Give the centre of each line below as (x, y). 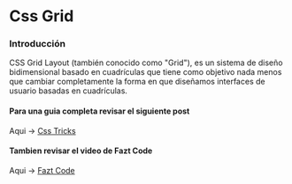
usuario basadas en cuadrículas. (69, 91)
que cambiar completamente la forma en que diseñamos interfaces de (137, 82)
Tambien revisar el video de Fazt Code (81, 151)
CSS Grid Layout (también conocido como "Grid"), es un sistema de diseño (146, 63)
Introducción (38, 44)
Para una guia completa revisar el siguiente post (100, 111)
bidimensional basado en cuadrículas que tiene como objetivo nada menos (146, 72)
